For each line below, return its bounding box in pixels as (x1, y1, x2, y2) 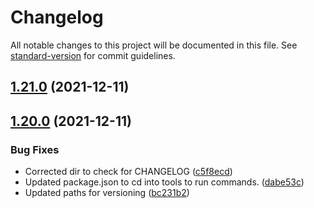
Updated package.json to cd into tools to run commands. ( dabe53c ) (24, 176, 305, 188)
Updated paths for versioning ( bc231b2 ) (24, 187, 190, 199)
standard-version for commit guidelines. (10, 49, 176, 61)
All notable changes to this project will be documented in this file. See (10, 39, 298, 51)
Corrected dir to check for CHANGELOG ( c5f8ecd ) (24, 166, 233, 178)
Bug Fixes (10, 142, 60, 156)
